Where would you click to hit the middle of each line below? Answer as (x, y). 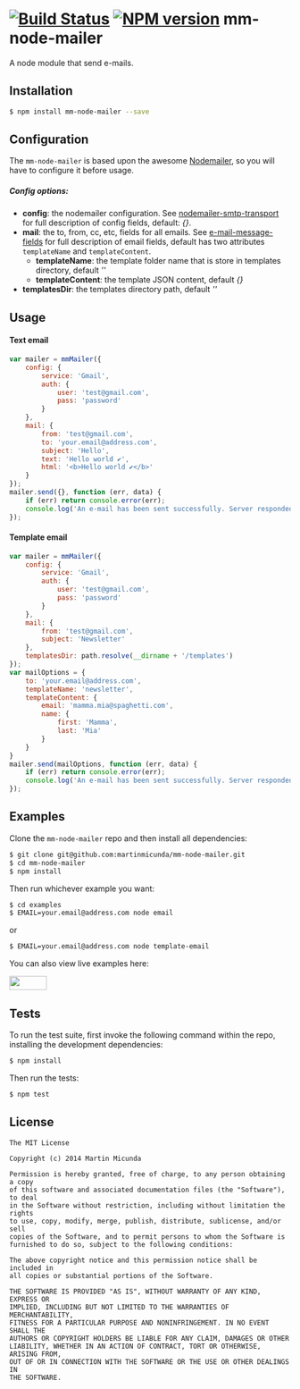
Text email (29, 341)
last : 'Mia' (79, 731)
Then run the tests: (44, 1078)
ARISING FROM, (36, 1354)
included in (31, 1268)
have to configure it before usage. (71, 171)
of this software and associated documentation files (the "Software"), (147, 1190)
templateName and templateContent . (87, 251)
